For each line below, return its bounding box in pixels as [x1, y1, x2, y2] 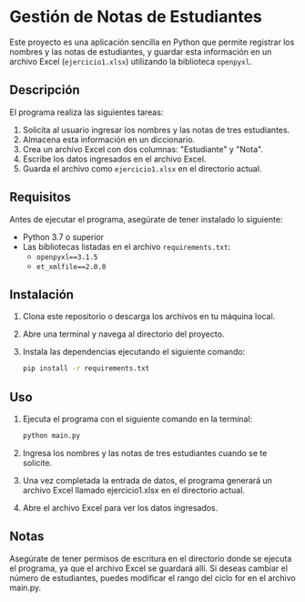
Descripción [9, 82, 80, 98]
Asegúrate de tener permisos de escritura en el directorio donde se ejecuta [9, 553, 292, 564]
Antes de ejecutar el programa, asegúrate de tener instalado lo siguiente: [9, 213, 283, 224]
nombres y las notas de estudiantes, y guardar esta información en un [9, 46, 272, 57]
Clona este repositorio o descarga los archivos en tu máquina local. [22, 311, 276, 322]
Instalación [9, 286, 75, 302]
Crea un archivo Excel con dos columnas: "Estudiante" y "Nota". [22, 143, 264, 154]
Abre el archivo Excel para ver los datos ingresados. [22, 502, 219, 513]
